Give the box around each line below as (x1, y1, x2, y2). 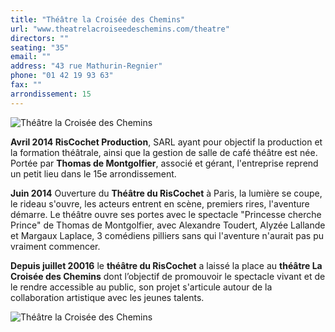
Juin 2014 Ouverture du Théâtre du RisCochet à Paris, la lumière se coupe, (10, 187, 323, 199)
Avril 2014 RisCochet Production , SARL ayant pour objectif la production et (10, 136, 323, 148)
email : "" (10, 52, 52, 62)
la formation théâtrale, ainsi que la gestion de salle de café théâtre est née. (10, 146, 318, 158)
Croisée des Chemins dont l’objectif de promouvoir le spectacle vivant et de (10, 270, 326, 282)
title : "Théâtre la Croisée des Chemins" (10, 14, 186, 25)
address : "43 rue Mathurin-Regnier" (10, 61, 163, 71)
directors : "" (10, 33, 70, 43)
